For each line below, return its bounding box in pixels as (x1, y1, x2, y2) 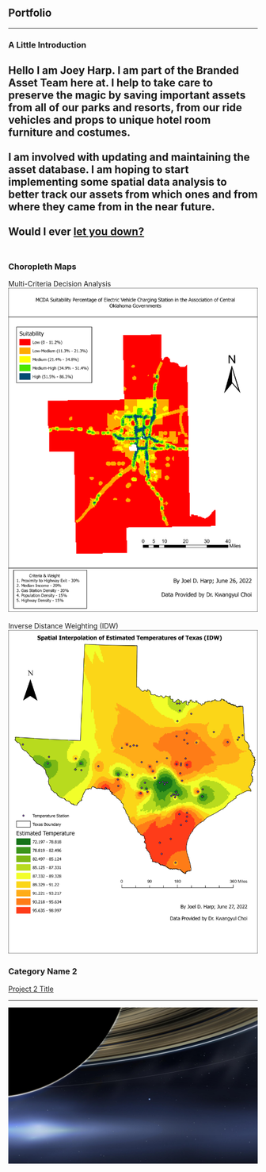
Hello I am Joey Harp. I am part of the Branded (8, 63, 240, 78)
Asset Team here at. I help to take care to (8, 76, 214, 90)
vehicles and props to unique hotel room (8, 113, 211, 127)
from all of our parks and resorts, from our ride (8, 101, 243, 114)
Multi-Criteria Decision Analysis (8, 279, 112, 289)
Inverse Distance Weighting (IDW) (8, 621, 119, 630)
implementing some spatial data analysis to (8, 175, 227, 189)
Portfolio (8, 6, 52, 20)
